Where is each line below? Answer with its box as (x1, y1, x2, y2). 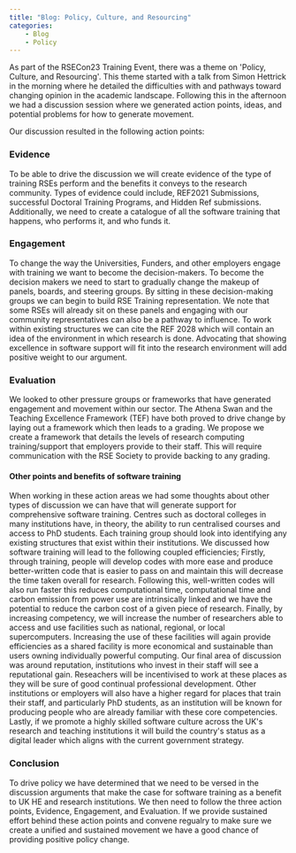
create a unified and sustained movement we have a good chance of (9, 825, 259, 835)
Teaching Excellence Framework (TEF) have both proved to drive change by (9, 413, 286, 423)
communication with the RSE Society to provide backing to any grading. (9, 451, 270, 461)
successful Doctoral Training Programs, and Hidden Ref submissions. (9, 197, 262, 207)
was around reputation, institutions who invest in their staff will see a (9, 660, 259, 671)
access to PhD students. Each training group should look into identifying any (9, 528, 287, 539)
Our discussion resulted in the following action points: (9, 126, 205, 137)
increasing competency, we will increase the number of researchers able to (9, 613, 284, 624)
